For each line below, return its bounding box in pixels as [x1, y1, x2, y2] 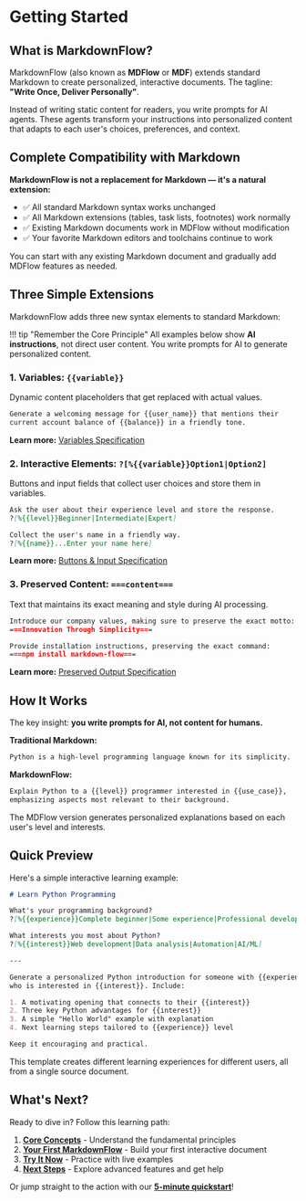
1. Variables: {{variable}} [9, 371, 125, 384]
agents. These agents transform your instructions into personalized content [9, 114, 293, 124]
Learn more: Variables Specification [9, 434, 146, 445]
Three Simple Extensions [9, 287, 155, 302]
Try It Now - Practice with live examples [22, 1154, 174, 1164]
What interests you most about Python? [9, 932, 161, 941]
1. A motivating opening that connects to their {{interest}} [9, 997, 250, 1006]
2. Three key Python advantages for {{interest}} [9, 1006, 202, 1016]
